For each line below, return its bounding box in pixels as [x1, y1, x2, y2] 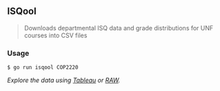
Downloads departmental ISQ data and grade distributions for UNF [23, 23, 214, 32]
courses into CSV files [23, 31, 88, 39]
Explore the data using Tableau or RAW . [7, 76, 121, 85]
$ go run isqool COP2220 [7, 64, 79, 71]
